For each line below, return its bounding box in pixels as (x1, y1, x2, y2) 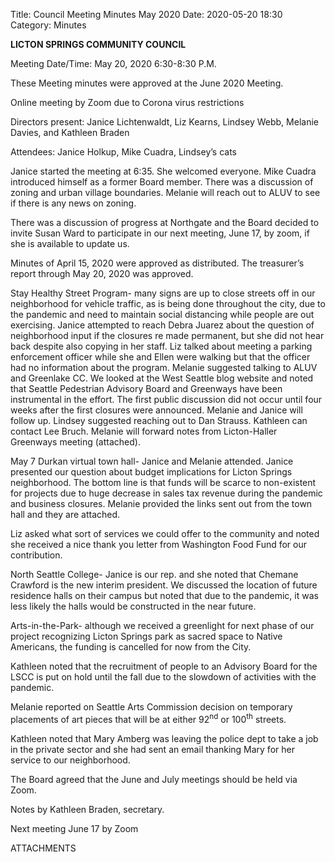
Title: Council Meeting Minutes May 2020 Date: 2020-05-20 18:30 (10, 9, 283, 20)
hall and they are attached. (10, 509, 121, 520)
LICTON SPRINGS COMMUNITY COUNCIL (10, 39, 187, 50)
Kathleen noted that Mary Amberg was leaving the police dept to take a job (10, 732, 319, 744)
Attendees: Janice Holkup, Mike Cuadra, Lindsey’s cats (10, 146, 237, 158)
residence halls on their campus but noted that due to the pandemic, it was (10, 590, 319, 601)
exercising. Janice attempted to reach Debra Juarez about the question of (10, 319, 315, 331)
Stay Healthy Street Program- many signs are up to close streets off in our (10, 287, 316, 299)
